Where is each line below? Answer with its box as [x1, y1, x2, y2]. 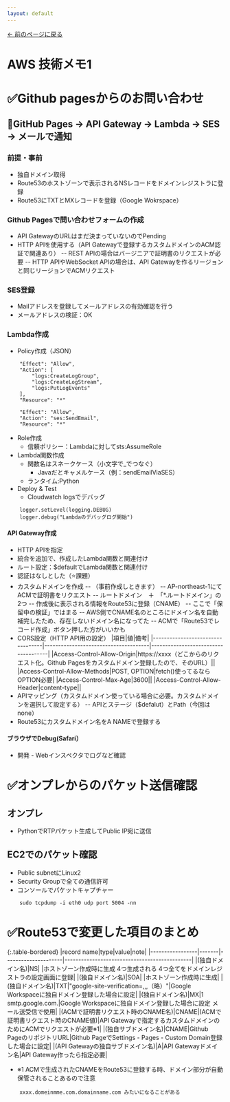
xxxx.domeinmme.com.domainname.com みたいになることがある [19, 1089, 181, 1096]
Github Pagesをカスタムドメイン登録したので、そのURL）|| [47, 658, 216, 667]
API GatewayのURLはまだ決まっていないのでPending [16, 231, 166, 240]
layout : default [7, 10, 54, 17]
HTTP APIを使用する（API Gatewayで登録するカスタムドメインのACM [16, 240, 215, 249]
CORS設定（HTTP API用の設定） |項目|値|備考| [16, 634, 150, 642]
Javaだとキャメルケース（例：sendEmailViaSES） [37, 468, 179, 476]
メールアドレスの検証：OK [16, 311, 93, 319]
